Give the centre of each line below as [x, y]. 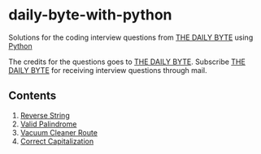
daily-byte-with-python [90, 15]
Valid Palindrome [48, 124]
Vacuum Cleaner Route [59, 132]
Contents [33, 96]
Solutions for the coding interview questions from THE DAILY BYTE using [131, 37]
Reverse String [45, 115]
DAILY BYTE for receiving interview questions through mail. [108, 70]
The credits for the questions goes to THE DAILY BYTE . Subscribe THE [127, 62]
